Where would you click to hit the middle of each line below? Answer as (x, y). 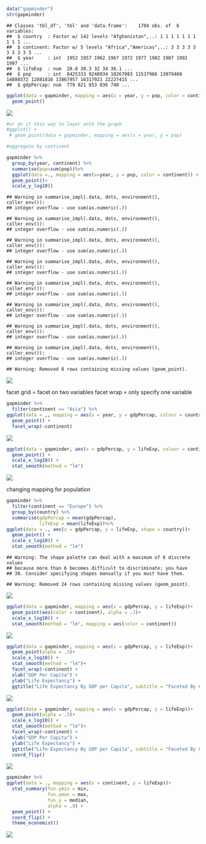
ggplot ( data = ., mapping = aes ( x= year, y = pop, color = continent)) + (105, 175)
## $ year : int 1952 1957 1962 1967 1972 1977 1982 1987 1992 (97, 58)
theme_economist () (36, 823)
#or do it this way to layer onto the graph (64, 124)
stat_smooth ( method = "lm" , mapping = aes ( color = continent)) (94, 624)
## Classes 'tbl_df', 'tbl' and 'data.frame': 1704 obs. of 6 (93, 26)
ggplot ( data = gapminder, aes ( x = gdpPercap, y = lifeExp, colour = (96, 449)
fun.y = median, (68, 800)
